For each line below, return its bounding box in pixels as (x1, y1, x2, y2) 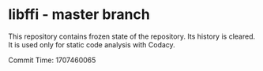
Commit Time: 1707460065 (8, 55, 96, 65)
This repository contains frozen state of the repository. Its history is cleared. (8, 32, 255, 41)
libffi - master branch (8, 6, 150, 24)
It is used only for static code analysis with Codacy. (8, 39, 175, 49)
